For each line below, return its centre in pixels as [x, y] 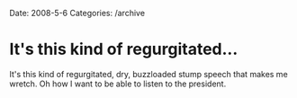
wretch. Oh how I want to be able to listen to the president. [118, 84]
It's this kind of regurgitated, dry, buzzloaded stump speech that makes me [148, 74]
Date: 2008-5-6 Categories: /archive [77, 13]
